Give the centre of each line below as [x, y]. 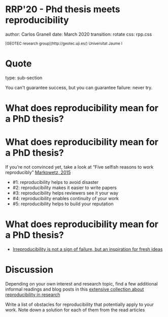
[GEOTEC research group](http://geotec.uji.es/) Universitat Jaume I [64, 43]
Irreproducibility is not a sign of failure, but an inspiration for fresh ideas [88, 249]
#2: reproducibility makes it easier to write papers [64, 187]
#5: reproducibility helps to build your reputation [63, 204]
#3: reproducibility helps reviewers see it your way [65, 193]
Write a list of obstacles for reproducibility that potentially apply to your [79, 304]
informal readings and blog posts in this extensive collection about [75, 289]
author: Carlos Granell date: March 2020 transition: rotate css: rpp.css [79, 34]
